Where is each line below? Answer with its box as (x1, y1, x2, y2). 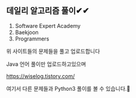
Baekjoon (15, 28, 39, 36)
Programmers (15, 35, 50, 42)
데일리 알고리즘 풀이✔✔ (6, 5, 89, 16)
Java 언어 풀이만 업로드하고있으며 (6, 60, 86, 68)
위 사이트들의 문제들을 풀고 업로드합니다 (6, 47, 100, 54)
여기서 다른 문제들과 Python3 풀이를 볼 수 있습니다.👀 (6, 85, 131, 92)
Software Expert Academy (15, 22, 81, 29)
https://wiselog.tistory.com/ (6, 72, 76, 80)
